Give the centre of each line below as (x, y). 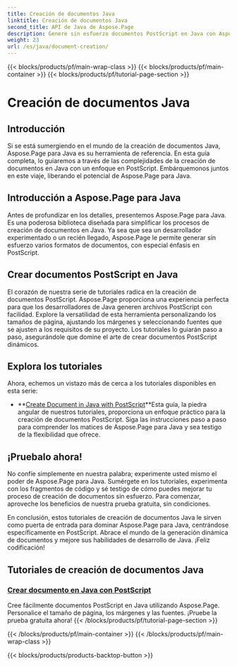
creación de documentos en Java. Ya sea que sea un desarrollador (105, 230)
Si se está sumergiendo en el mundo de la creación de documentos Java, (114, 146)
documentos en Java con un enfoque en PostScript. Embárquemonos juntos (118, 168)
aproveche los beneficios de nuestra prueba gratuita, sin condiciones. (109, 504)
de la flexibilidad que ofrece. (59, 434)
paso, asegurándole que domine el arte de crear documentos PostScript (112, 337)
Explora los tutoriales (55, 367)
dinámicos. (23, 344)
